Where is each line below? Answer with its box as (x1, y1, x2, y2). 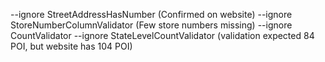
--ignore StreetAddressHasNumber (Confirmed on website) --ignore (10, 9, 293, 20)
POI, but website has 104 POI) (10, 40, 133, 52)
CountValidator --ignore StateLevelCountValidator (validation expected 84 (10, 30, 315, 41)
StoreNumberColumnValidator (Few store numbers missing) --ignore (10, 19, 293, 31)
